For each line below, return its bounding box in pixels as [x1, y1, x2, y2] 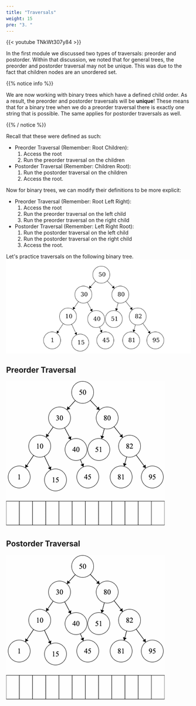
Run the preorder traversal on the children [23, 157, 125, 164]
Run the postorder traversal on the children [23, 169, 127, 176]
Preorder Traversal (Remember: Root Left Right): [14, 198, 132, 205]
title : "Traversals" [6, 9, 57, 15]
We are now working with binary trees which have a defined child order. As [6, 91, 188, 99]
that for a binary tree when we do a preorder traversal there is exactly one [6, 104, 185, 111]
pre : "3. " [6, 22, 33, 28]
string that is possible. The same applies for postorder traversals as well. [6, 110, 182, 117]
